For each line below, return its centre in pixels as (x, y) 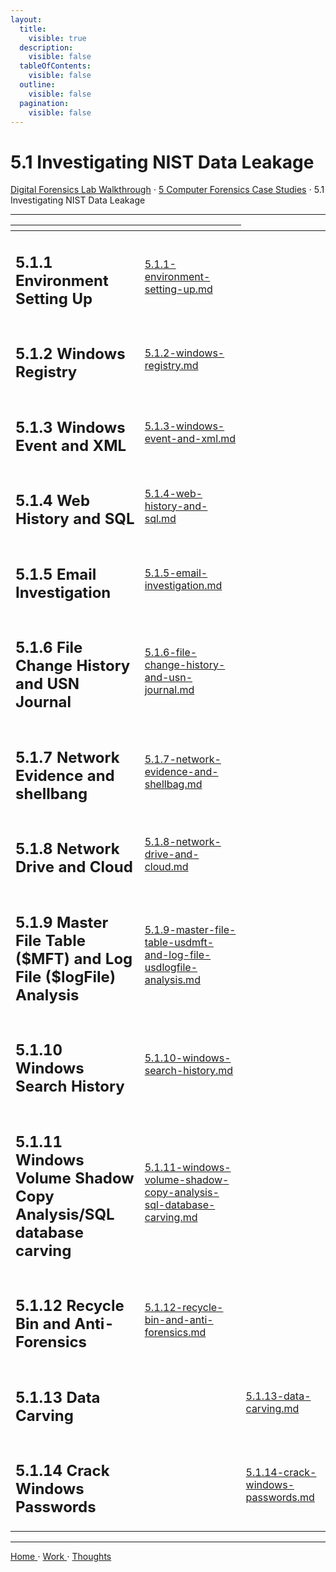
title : (33, 29)
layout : (26, 19)
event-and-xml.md (190, 439)
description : (46, 47)
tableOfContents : (55, 66)
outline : (37, 85)
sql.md (160, 518)
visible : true (57, 38)
